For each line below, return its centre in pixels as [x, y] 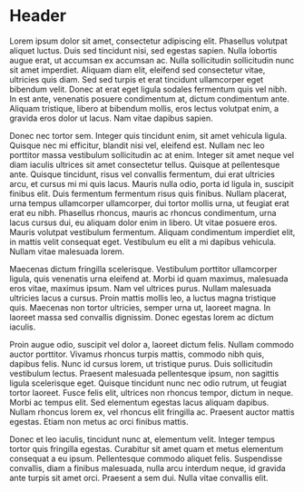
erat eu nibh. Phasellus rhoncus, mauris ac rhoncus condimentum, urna [143, 212]
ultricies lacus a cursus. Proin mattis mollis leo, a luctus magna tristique [143, 298]
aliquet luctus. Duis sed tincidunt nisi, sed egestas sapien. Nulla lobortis [143, 50]
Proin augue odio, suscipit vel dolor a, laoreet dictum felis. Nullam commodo [152, 344]
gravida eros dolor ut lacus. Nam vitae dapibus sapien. [111, 118]
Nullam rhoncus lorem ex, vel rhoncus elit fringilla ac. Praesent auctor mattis [152, 412]
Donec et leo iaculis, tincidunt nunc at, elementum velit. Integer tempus [142, 439]
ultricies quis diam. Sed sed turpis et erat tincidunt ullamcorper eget [137, 79]
